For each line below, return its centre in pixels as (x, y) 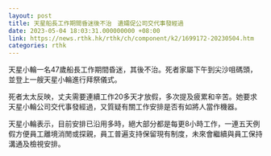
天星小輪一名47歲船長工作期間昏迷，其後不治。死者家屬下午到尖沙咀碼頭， (133, 70)
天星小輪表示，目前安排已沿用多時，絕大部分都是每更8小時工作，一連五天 (131, 124)
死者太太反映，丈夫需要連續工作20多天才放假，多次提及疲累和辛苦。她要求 (133, 96)
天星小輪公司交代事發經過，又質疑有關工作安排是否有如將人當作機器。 (125, 107)
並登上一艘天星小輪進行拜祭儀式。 (65, 80)
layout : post (30, 16)
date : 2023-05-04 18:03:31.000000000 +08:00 (84, 31)
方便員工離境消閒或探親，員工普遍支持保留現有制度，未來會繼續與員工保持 (139, 134)
